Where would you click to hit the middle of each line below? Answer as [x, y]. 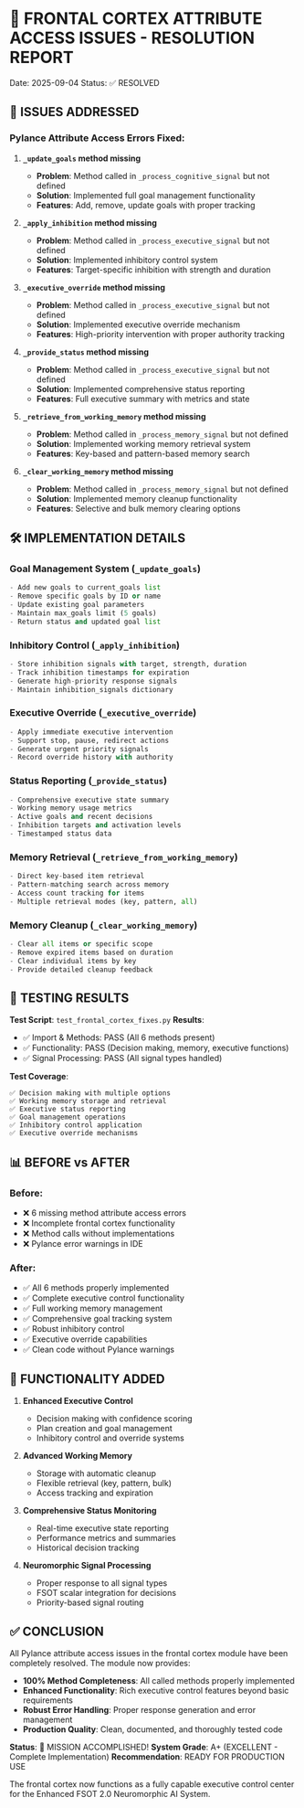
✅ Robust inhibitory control [73, 1329]
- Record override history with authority [91, 758]
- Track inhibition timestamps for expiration [100, 672]
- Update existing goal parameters [77, 605]
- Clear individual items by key [73, 961]
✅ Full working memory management [92, 1308]
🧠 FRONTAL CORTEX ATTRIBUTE [136, 19]
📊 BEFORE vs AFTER [70, 1162]
